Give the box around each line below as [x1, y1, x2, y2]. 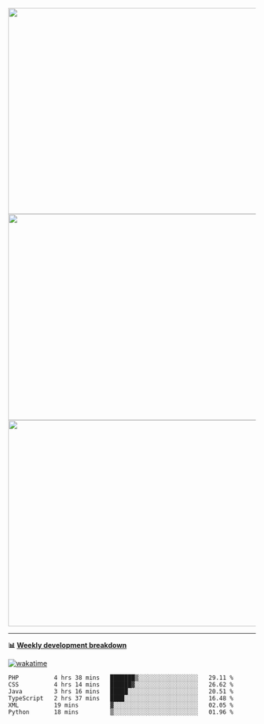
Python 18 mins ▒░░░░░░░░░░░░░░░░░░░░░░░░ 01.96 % [8, 708, 234, 716]
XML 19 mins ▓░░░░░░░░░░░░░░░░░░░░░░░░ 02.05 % [8, 701, 234, 709]
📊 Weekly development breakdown [8, 641, 127, 649]
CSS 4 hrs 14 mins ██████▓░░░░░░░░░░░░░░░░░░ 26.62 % [8, 681, 234, 689]
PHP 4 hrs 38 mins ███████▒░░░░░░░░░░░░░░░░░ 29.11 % [8, 674, 234, 682]
